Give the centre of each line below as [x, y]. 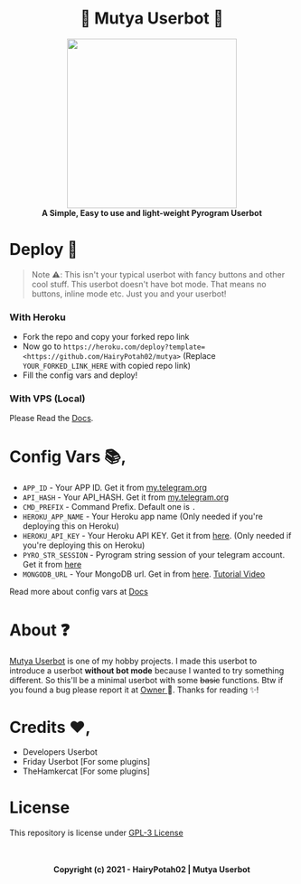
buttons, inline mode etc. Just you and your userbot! [129, 294]
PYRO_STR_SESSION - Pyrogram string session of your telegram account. [154, 555]
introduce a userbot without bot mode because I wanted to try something [147, 671]
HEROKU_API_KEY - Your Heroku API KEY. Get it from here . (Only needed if [157, 536]
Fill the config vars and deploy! [80, 375]
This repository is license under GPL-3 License [96, 833]
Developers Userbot [60, 752]
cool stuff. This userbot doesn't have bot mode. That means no [149, 284]
